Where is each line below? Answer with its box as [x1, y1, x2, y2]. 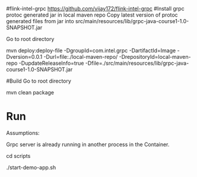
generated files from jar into [6, 18, 74, 24]
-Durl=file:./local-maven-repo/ [43, 53, 118, 60]
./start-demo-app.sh [6, 163, 56, 171]
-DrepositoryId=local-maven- [119, 53, 191, 60]
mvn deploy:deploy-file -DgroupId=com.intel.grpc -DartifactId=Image [6, 47, 176, 54]
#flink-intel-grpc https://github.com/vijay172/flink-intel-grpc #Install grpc [6, 5, 185, 12]
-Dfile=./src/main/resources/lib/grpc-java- [85, 59, 189, 67]
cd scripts [6, 152, 31, 159]
